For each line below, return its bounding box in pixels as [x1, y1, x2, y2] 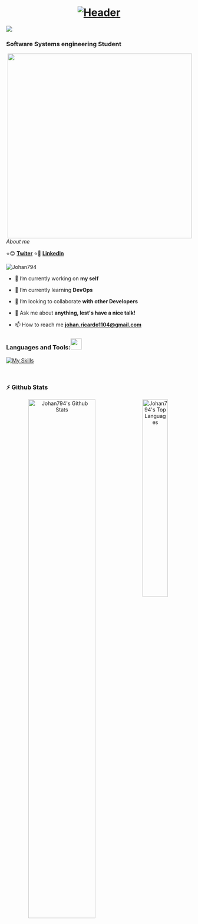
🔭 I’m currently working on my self [14, 275, 99, 282]
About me [6, 238, 30, 245]
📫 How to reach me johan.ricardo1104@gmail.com [14, 321, 142, 328]
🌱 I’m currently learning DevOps [14, 287, 93, 294]
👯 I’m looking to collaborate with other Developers [14, 298, 138, 305]
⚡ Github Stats [6, 383, 48, 391]
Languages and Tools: [6, 343, 71, 352]
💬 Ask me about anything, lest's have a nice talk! [14, 309, 136, 316]
